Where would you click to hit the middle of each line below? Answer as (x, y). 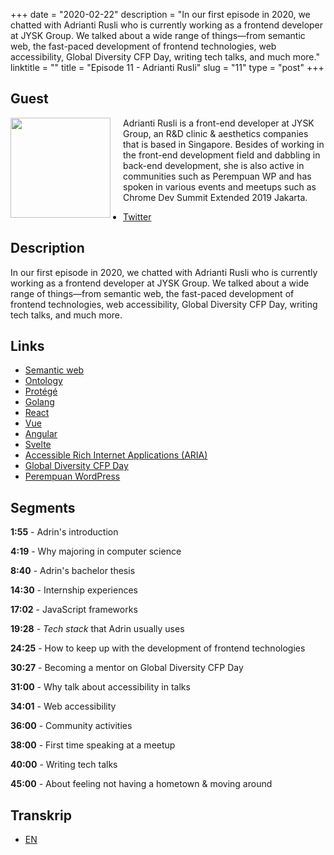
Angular (41, 434)
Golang (39, 402)
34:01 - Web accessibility (63, 706)
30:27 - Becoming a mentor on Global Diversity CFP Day (127, 668)
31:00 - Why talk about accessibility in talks (100, 687)
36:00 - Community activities (71, 726)
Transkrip (41, 815)
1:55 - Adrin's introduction (64, 532)
